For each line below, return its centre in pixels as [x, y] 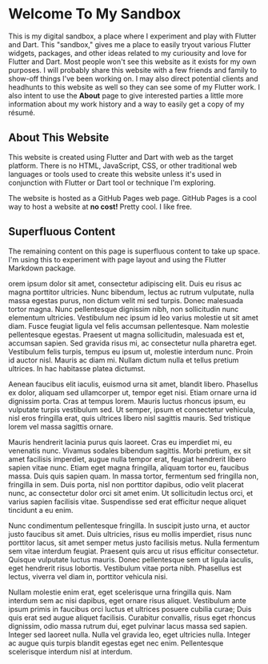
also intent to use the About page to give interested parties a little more [126, 95]
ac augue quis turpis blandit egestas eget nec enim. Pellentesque [116, 643]
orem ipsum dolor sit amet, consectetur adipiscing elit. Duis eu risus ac [125, 283]
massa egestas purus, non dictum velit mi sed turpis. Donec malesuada [126, 300]
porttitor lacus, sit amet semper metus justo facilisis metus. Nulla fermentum [134, 542]
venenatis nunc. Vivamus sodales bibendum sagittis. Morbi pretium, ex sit [130, 450]
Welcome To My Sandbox [95, 14]
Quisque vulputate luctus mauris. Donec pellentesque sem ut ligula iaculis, [131, 559]
